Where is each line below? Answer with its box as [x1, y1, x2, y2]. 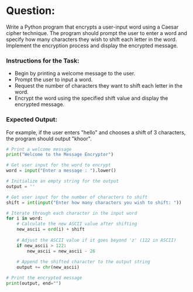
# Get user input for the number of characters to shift [6, 194, 148, 200]
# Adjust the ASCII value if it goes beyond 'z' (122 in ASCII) [16, 237, 177, 243]
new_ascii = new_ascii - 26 [27, 248, 95, 254]
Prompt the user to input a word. [14, 76, 93, 83]
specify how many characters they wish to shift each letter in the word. [6, 36, 177, 43]
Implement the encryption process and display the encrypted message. [6, 42, 178, 49]
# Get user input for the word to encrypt [6, 162, 111, 168]
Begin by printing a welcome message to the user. [14, 70, 136, 77]
